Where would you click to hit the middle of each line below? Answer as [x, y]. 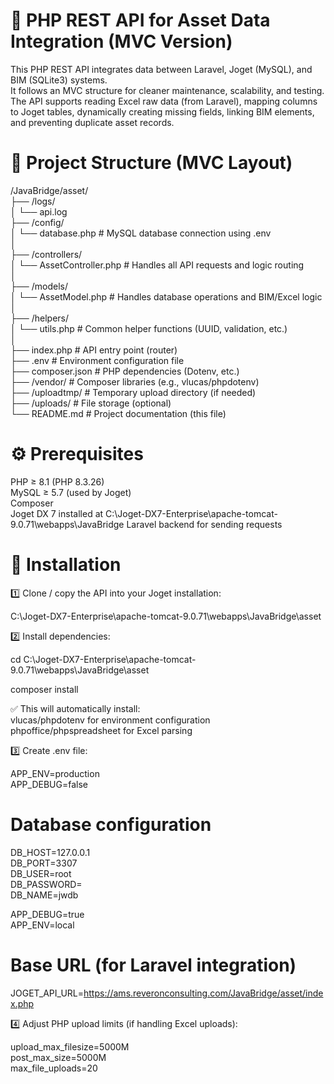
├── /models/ [39, 286]
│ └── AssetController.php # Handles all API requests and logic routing [157, 265]
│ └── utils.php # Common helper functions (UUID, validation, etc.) [149, 328]
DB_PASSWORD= [46, 884]
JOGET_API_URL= [47, 993]
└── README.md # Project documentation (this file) [118, 413]
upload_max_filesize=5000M [70, 1046]
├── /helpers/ [40, 318]
